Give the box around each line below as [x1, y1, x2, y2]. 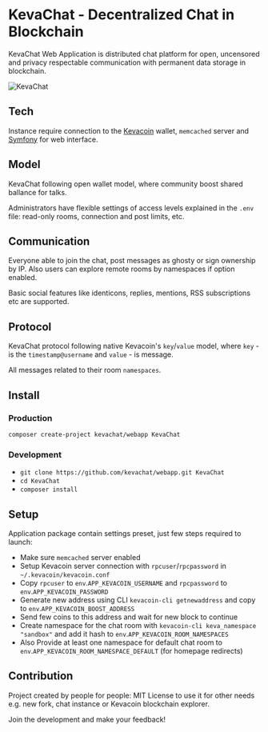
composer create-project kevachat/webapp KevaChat [8, 430, 181, 438]
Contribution [8, 670, 74, 683]
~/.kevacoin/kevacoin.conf [19, 570, 110, 579]
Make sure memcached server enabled [19, 552, 141, 562]
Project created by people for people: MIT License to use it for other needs [8, 690, 255, 700]
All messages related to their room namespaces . [8, 366, 162, 375]
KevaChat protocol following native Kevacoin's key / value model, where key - [8, 342, 260, 351]
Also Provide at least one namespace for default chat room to [19, 638, 222, 647]
